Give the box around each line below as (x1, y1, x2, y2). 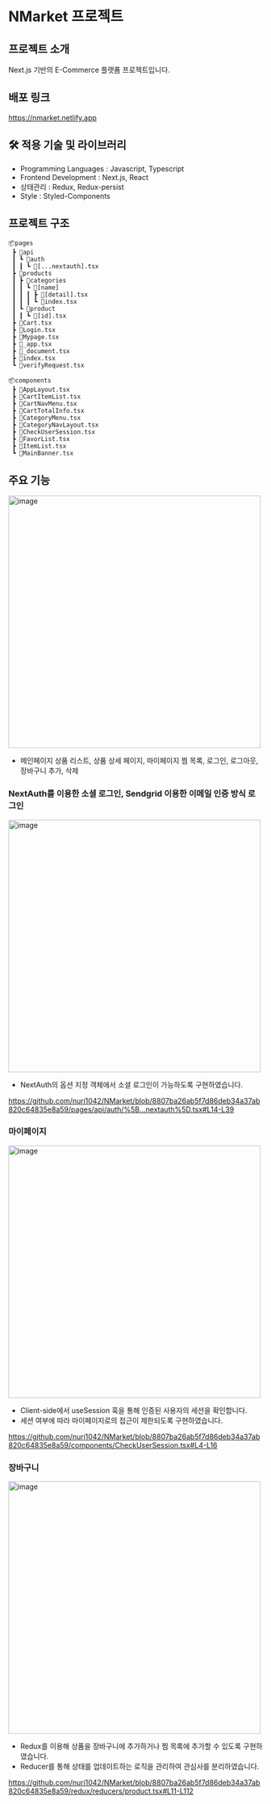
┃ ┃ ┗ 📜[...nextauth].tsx (11, 263, 99, 271)
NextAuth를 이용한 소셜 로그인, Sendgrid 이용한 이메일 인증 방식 (8, 788, 246, 800)
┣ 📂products (11, 270, 52, 278)
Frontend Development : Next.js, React (19, 172, 149, 182)
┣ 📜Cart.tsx (11, 319, 52, 327)
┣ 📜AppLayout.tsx (11, 385, 70, 394)
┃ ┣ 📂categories (11, 276, 67, 285)
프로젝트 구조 (8, 217, 70, 230)
